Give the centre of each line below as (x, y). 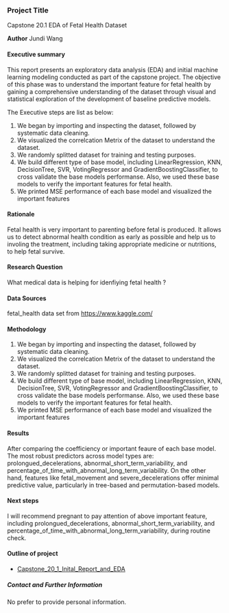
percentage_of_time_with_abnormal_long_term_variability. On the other (107, 470)
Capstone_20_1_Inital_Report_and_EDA (71, 568)
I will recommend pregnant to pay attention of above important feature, (107, 516)
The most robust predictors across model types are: (81, 456)
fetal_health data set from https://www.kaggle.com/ (80, 313)
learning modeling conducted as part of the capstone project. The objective (114, 77)
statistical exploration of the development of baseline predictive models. (109, 99)
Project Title (28, 10)
